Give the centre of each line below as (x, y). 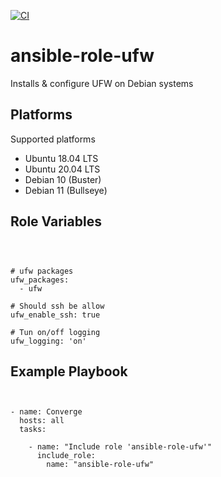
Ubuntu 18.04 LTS (61, 158)
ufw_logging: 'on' (48, 341)
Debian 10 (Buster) (63, 179)
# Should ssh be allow (57, 306)
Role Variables (56, 221)
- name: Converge (46, 412)
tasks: (33, 430)
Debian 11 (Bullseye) (66, 190)
